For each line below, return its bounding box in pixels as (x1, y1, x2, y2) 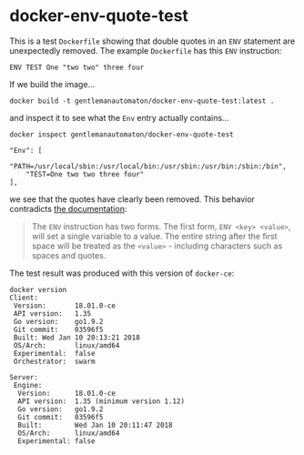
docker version (9, 285, 67, 294)
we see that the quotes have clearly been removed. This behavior (9, 193, 255, 205)
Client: (9, 293, 39, 302)
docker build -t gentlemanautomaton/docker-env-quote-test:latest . (9, 96, 275, 106)
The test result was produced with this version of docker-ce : (9, 268, 235, 278)
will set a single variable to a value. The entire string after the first (31, 230, 278, 241)
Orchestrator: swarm (13, 357, 96, 366)
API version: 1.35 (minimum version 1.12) (17, 397, 185, 406)
